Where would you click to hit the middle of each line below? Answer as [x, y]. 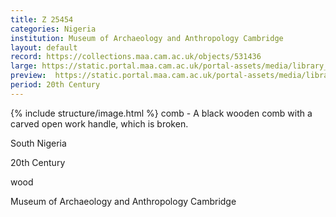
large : [24, 66]
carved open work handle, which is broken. [99, 123]
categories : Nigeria [53, 29]
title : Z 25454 [42, 19]
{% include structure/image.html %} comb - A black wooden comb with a [161, 113]
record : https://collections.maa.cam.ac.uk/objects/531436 [136, 57]
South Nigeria [38, 143]
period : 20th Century [55, 85]
